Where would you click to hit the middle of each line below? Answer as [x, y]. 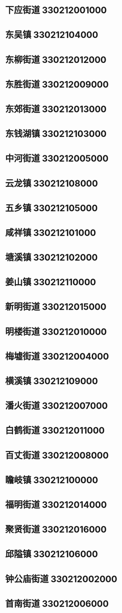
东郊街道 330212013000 [56, 109]
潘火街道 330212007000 [57, 406]
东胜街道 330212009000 [57, 84]
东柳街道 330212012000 [56, 60]
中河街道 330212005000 [57, 159]
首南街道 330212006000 [57, 604]
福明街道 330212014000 [56, 505]
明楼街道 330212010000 [56, 331]
